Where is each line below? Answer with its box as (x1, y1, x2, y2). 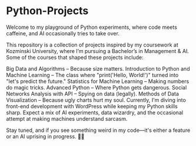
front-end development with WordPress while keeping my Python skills (6, 102, 178, 109)
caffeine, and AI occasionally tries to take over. (6, 29, 119, 36)
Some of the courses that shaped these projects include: (6, 54, 144, 61)
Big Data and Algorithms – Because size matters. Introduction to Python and (6, 65, 190, 72)
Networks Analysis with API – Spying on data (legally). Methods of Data (6, 90, 180, 97)
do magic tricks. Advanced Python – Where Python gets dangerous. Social (6, 84, 187, 91)
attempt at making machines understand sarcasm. (6, 115, 128, 122)
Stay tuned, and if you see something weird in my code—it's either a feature (6, 127, 191, 134)
